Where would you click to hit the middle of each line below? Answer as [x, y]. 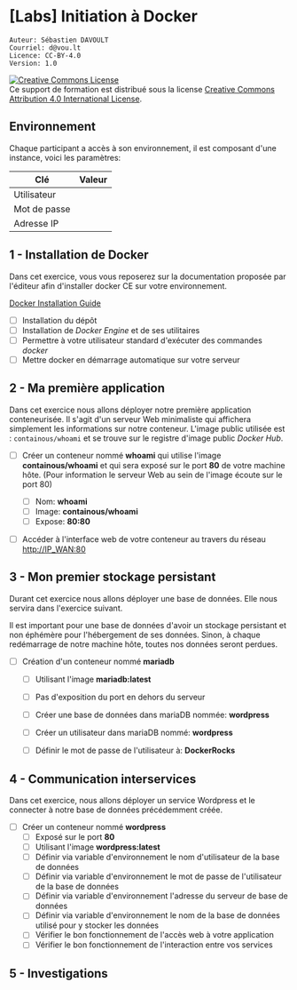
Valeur [94, 180]
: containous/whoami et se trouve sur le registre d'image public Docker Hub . [146, 438]
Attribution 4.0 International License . [76, 99]
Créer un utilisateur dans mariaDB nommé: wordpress [134, 732]
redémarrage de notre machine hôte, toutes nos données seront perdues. [144, 644]
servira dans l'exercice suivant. [66, 608]
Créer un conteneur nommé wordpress [94, 826]
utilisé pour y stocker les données [97, 925]
